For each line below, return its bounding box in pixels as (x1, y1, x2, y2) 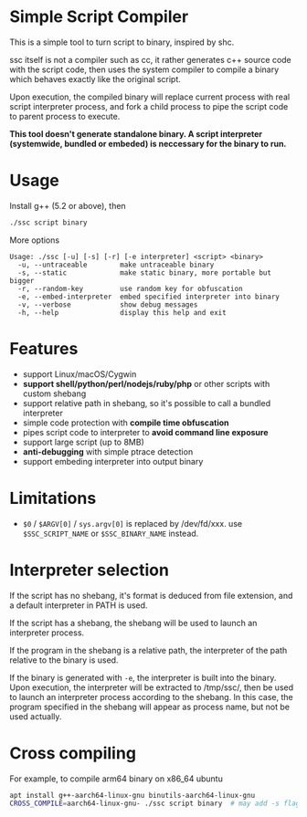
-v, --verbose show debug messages (17, 299, 198, 309)
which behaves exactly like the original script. (9, 73, 181, 84)
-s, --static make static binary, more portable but (17, 267, 272, 278)
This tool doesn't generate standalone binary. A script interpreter (9, 128, 263, 139)
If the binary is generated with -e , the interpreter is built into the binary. (9, 672, 277, 683)
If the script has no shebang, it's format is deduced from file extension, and (9, 590, 293, 601)
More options (9, 235, 60, 246)
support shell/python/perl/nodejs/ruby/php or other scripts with (22, 378, 270, 389)
